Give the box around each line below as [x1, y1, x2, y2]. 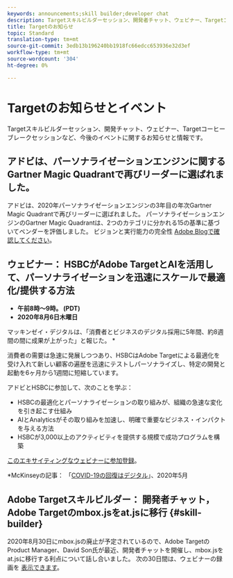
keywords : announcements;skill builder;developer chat [7, 10, 169, 17]
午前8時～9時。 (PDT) [17, 304, 80, 313]
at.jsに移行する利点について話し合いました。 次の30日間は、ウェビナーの [7, 554, 217, 563]
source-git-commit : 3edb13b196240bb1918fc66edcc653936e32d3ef [7, 42, 191, 49]
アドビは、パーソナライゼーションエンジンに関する [7, 155, 226, 167]
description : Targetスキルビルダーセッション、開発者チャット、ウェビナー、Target [7, 17, 224, 24]
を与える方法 [17, 424, 54, 433]
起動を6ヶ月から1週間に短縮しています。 [7, 369, 123, 377]
